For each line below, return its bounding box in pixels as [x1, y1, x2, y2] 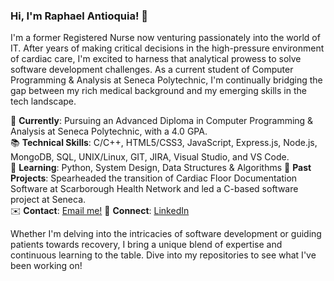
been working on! [10, 260, 83, 272]
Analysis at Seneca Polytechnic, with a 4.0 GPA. [10, 125, 208, 138]
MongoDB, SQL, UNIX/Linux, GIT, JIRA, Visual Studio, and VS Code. [10, 151, 290, 163]
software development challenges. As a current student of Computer [10, 64, 294, 76]
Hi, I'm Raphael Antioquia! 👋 [10, 9, 149, 23]
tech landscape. [10, 95, 77, 108]
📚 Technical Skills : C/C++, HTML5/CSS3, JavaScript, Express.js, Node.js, [10, 137, 318, 149]
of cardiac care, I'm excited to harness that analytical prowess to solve [10, 53, 302, 65]
